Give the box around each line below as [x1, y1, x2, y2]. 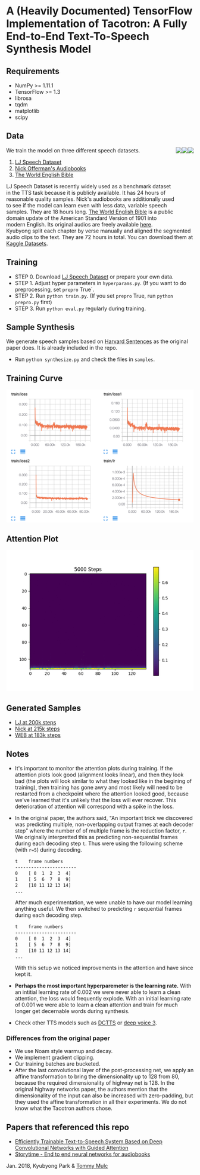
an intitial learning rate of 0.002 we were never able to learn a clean [14, 989, 181, 996]
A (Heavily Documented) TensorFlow [6, 4, 193, 18]
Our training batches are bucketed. [14, 1060, 101, 1067]
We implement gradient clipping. [14, 1054, 95, 1061]
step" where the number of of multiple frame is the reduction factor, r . [14, 827, 187, 834]
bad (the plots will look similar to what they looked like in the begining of [14, 778, 192, 785]
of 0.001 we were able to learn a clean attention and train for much [14, 1001, 179, 1008]
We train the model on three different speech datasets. [6, 146, 140, 154]
